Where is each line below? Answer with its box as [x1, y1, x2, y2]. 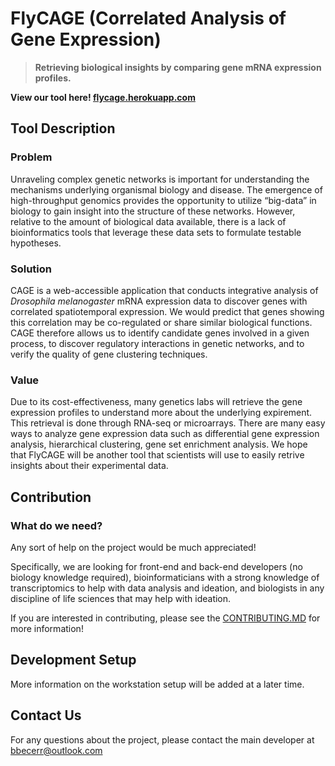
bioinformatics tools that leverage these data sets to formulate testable [10, 226, 302, 238]
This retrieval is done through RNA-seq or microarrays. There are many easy [10, 417, 326, 429]
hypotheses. [10, 237, 62, 249]
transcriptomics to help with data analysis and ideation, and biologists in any [10, 582, 325, 594]
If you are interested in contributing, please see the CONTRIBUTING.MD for [10, 612, 321, 624]
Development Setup [10, 652, 137, 669]
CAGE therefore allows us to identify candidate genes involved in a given [10, 327, 310, 339]
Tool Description [10, 120, 116, 137]
